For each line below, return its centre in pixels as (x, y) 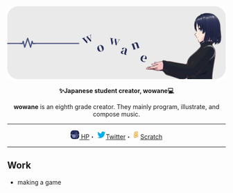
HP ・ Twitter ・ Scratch (122, 136)
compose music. (116, 114)
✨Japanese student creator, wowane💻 (116, 90)
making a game (39, 182)
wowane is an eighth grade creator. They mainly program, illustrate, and (116, 106)
